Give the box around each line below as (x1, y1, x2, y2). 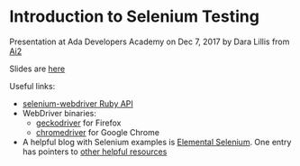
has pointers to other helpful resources (22, 146, 168, 157)
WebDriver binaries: (22, 107, 96, 118)
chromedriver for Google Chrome (35, 126, 160, 137)
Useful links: (9, 80, 56, 91)
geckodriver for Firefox (35, 117, 122, 128)
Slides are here (9, 63, 66, 74)
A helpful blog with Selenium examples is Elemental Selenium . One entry (22, 136, 292, 147)
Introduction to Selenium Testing (9, 6, 259, 27)
